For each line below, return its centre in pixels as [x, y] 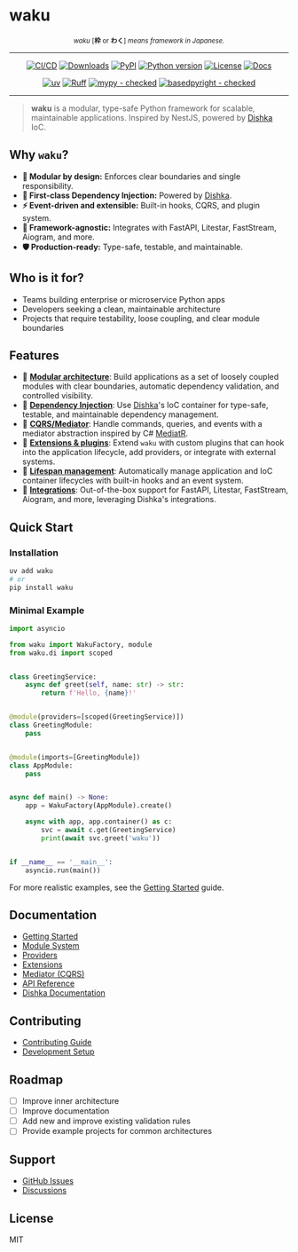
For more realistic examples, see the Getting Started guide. [117, 887]
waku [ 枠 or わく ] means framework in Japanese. [149, 41]
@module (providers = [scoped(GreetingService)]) [97, 717]
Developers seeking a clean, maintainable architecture [121, 309]
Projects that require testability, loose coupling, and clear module [141, 318]
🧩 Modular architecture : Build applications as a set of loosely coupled [150, 377]
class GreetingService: [53, 677]
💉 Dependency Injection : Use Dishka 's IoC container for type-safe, [145, 406]
